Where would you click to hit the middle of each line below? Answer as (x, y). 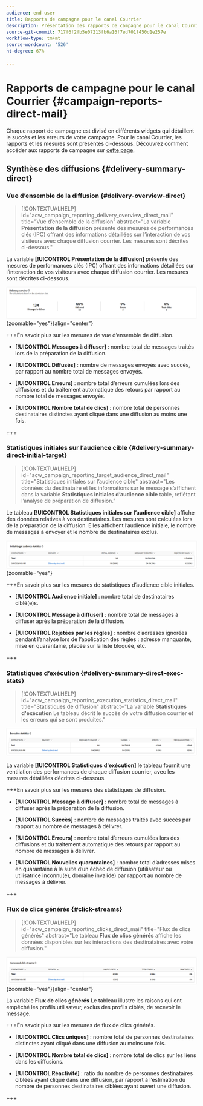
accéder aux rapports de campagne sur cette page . (70, 150)
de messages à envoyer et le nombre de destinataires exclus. (82, 532)
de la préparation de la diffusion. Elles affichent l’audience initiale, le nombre (101, 525)
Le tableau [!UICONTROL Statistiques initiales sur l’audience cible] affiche (101, 512)
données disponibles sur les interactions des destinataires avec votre (107, 942)
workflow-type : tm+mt (34, 38)
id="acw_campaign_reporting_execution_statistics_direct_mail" (99, 700)
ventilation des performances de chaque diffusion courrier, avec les (91, 772)
